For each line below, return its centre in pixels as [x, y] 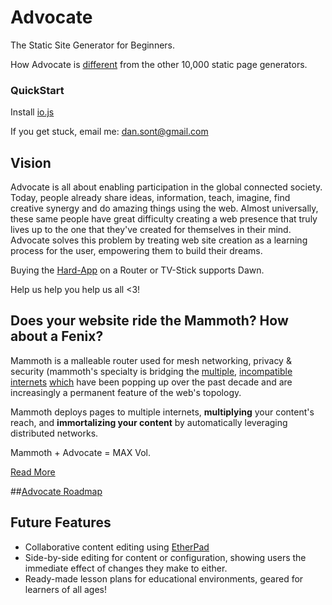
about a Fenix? [57, 336]
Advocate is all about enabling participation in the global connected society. [166, 187]
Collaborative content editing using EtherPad [117, 547]
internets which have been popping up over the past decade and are [151, 382]
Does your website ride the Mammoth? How [149, 321]
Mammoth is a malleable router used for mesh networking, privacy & [151, 360]
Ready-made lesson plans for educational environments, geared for [164, 578]
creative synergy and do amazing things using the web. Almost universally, [164, 208]
